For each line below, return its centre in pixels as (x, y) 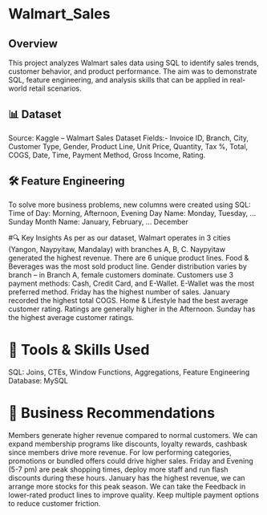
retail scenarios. (55, 88)
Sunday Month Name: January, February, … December (98, 221)
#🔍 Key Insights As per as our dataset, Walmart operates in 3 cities (119, 237)
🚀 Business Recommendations (111, 413)
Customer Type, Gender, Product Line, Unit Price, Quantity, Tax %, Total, (128, 146)
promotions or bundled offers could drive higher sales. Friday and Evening (131, 460)
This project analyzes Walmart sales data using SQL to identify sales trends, (133, 63)
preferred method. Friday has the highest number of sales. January (119, 292)
